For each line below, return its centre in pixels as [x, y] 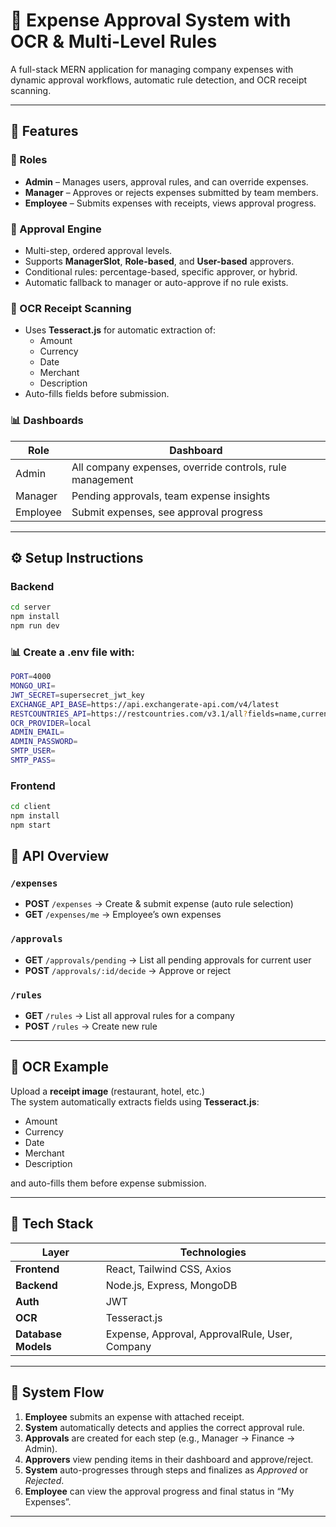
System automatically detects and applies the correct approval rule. [164, 1427]
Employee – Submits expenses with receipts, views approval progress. [170, 203]
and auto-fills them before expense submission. [108, 1183]
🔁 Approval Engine [56, 229]
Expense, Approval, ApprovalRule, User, [199, 1334]
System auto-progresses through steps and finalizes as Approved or [166, 1470]
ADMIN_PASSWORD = [44, 742]
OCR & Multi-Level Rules [114, 41]
